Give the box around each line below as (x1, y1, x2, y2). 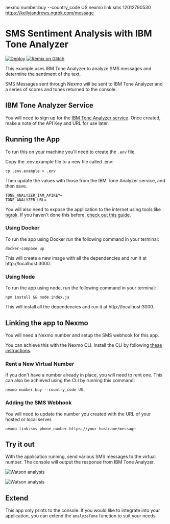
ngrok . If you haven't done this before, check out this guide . (5, 212, 131, 218)
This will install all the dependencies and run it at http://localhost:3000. (5, 304, 155, 310)
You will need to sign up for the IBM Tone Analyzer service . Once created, (5, 115, 161, 121)
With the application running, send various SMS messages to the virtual (5, 453, 156, 460)
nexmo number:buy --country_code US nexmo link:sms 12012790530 (5, 5, 151, 10)
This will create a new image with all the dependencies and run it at (5, 255, 147, 261)
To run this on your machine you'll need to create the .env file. (5, 149, 136, 155)
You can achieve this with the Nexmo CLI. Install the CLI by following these (5, 342, 162, 348)
